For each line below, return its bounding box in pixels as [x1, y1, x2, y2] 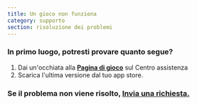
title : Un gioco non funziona [7, 10, 97, 18]
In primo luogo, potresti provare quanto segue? [7, 47, 174, 57]
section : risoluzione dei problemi [7, 23, 113, 31]
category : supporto [7, 17, 65, 24]
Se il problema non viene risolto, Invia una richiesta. [7, 88, 190, 98]
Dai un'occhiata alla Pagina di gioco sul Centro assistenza [17, 63, 188, 72]
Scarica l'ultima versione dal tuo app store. [17, 70, 144, 79]
